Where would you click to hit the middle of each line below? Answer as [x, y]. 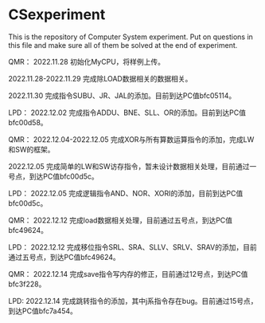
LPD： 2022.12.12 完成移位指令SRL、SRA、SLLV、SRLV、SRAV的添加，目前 [132, 247]
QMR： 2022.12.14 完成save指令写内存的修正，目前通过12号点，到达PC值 [128, 274]
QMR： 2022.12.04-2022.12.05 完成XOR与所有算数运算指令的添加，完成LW [131, 139]
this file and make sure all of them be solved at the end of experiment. [123, 45]
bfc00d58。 [28, 122]
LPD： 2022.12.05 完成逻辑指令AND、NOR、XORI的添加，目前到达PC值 [126, 193]
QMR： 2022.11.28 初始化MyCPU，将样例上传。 [87, 61]
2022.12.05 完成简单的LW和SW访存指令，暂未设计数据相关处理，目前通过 [129, 166]
